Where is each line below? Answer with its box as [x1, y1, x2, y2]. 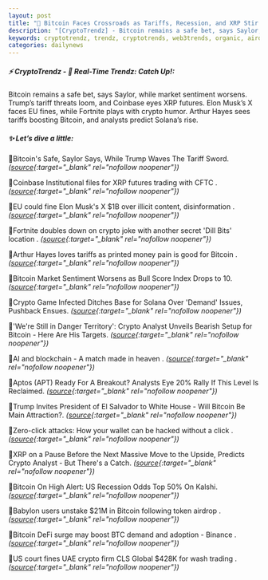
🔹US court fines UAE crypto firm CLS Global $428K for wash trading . [8, 554, 238, 563]
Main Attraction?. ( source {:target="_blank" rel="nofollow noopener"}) [8, 410, 238, 420]
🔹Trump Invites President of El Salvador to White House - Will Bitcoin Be [8, 402, 246, 412]
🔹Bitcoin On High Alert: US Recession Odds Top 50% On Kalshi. [8, 482, 218, 491]
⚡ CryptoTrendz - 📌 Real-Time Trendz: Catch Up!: [8, 66, 175, 76]
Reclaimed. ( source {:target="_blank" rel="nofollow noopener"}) [8, 386, 218, 396]
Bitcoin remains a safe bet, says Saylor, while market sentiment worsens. [8, 89, 247, 100]
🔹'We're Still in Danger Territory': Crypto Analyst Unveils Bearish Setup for [8, 322, 253, 331]
